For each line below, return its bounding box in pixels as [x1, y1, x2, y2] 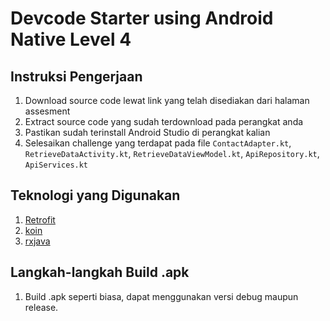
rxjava [24, 235, 51, 247]
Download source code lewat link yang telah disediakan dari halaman [24, 95, 310, 106]
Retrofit [24, 213, 56, 226]
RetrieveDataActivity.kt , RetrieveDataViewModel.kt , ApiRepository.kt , [24, 148, 320, 159]
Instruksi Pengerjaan [10, 68, 143, 85]
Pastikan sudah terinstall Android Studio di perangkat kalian [24, 127, 271, 138]
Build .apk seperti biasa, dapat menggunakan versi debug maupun [24, 290, 299, 302]
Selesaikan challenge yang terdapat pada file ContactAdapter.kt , [24, 137, 292, 149]
